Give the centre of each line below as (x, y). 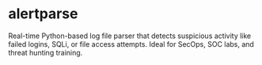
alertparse (43, 14)
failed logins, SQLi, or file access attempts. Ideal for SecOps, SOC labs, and (131, 44)
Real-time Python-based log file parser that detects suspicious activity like (130, 36)
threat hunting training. (46, 52)
